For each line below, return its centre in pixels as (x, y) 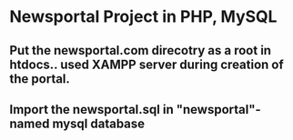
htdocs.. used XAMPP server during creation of (146, 64)
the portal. (40, 79)
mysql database (99, 123)
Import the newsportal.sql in (92, 110)
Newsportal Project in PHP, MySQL (143, 17)
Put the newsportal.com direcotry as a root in (140, 50)
